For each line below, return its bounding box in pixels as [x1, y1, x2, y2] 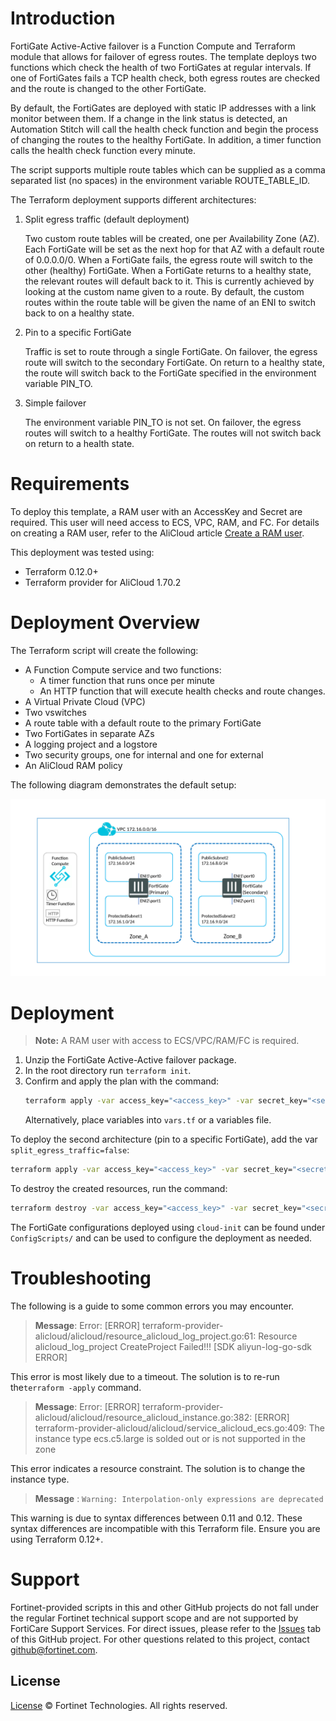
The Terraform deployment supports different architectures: [10, 193, 257, 206]
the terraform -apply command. [10, 1381, 142, 1393]
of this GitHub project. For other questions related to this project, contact [10, 1633, 310, 1645]
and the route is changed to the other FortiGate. [10, 82, 207, 94]
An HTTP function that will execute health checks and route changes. [39, 685, 326, 697]
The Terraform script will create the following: [10, 644, 199, 656]
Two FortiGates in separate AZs [24, 727, 155, 739]
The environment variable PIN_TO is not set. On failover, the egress [24, 416, 302, 428]
